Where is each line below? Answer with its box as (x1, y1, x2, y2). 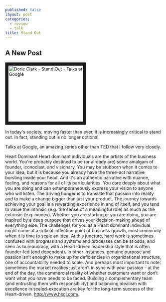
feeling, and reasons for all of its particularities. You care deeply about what (5, 180, 161, 186)
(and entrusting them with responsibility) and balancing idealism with (5, 280, 147, 287)
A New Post (5, 49, 42, 57)
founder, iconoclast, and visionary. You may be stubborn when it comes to (5, 164, 158, 170)
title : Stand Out (5, 30, 41, 35)
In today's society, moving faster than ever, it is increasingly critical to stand (5, 129, 161, 135)
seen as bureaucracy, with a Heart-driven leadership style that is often (5, 243, 150, 249)
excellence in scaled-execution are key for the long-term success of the (5, 286, 154, 292)
